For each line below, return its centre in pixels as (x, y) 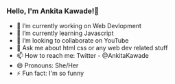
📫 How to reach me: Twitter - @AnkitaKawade (82, 56)
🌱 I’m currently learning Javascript (65, 33)
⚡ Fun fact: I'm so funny (50, 73)
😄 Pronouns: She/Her (47, 65)
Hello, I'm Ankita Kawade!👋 (53, 11)
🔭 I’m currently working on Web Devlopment (79, 26)
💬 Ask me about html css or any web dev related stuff (92, 48)
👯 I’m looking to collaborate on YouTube (72, 41)
